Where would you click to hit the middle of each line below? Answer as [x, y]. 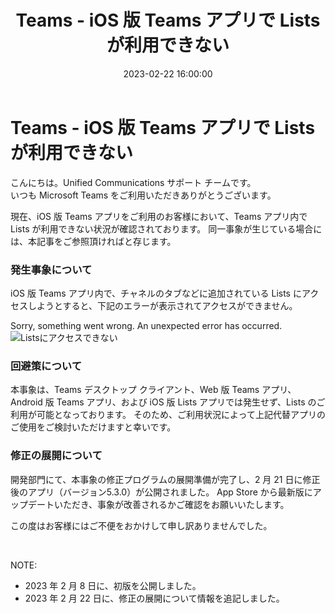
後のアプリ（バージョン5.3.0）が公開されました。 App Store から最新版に [161, 492]
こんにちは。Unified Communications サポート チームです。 [133, 182]
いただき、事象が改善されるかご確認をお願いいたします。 [171, 504]
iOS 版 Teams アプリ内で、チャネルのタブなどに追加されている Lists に [156, 293]
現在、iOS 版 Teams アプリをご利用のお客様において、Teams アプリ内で [159, 216]
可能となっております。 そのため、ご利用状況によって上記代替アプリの [181, 415]
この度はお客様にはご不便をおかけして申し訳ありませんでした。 [141, 525]
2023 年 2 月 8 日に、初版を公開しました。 [113, 585]
